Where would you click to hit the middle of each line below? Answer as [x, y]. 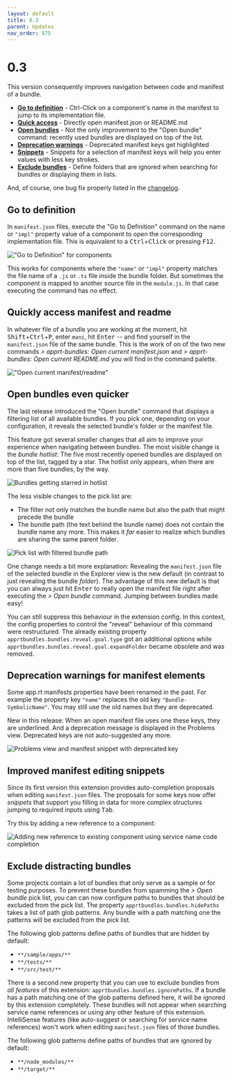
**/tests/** [34, 962]
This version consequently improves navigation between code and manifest [116, 87]
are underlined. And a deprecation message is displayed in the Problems [111, 728]
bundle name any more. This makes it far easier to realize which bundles [121, 532]
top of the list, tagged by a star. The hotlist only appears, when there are [111, 461]
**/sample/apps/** [44, 955]
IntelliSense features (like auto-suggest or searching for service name [107, 1020]
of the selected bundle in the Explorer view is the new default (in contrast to [116, 573]
